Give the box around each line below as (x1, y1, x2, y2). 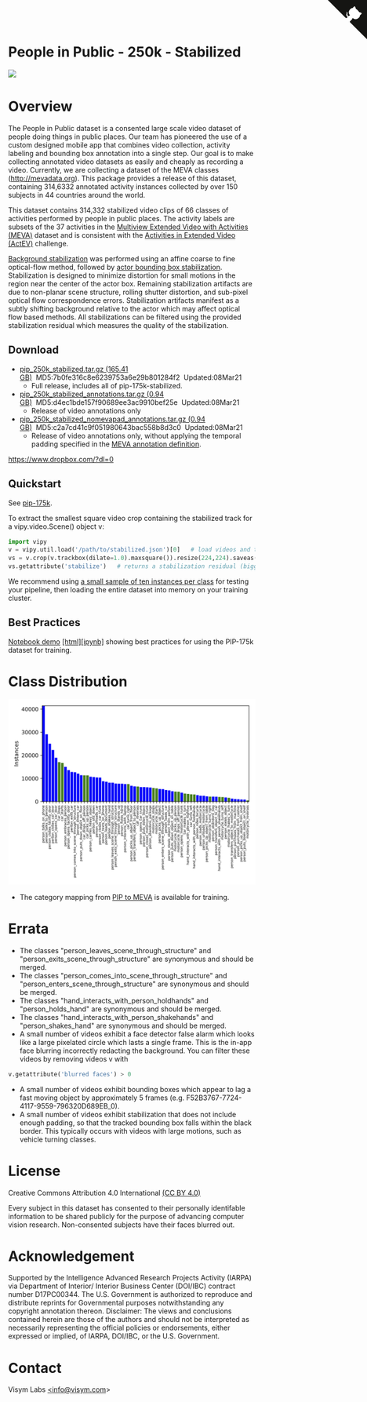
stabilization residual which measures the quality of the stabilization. (8, 320, 229, 330)
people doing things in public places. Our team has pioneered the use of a (8, 132, 248, 141)
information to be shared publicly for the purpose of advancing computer (8, 1211, 245, 1221)
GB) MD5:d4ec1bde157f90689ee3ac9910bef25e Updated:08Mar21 (19, 397, 240, 407)
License (8, 1162, 61, 1180)
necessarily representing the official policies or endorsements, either (8, 1323, 231, 1333)
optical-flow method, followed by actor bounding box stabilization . (8, 262, 223, 271)
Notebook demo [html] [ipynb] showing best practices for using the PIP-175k (8, 636, 254, 646)
